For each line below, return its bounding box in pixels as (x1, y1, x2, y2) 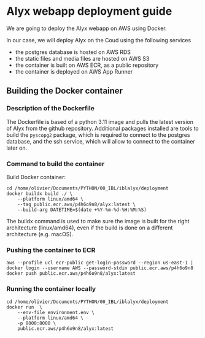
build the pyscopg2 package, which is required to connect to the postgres (6, 131, 190, 139)
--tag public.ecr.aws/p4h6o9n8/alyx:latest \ (17, 201, 136, 207)
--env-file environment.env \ (17, 309, 95, 315)
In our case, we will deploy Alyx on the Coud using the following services (6, 36, 191, 44)
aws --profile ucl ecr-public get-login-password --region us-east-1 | (6, 259, 193, 266)
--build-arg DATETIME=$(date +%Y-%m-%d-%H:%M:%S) (17, 207, 147, 213)
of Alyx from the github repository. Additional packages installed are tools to (6, 125, 199, 132)
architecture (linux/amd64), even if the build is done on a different (6, 224, 173, 231)
